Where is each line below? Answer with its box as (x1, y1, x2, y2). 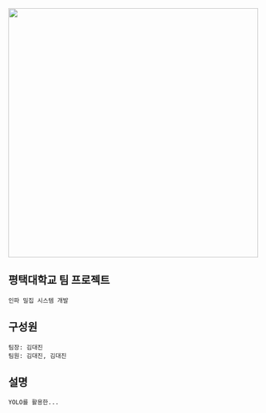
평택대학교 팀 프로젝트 (8, 273, 110, 287)
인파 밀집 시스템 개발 (8, 297, 69, 305)
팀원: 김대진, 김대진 (8, 352, 67, 360)
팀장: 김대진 (8, 343, 44, 352)
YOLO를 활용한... (8, 399, 60, 407)
